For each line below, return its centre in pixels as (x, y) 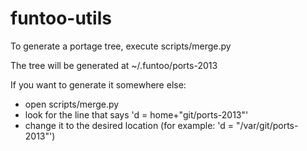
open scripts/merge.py (72, 104)
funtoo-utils (61, 18)
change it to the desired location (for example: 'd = (129, 125)
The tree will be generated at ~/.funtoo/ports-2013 (114, 65)
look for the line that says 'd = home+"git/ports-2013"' (136, 114)
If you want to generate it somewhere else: (98, 84)
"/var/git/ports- (267, 125)
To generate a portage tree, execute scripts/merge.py (121, 46)
